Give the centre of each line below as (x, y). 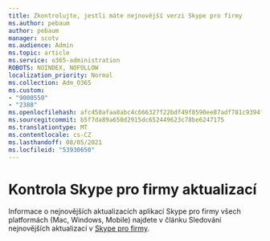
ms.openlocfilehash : (43, 113)
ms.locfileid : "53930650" (51, 150)
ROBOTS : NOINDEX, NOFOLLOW (53, 68)
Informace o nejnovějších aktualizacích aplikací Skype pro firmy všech (125, 211)
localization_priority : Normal (61, 75)
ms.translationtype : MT (48, 127)
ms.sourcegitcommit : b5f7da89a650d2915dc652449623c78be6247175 (117, 120)
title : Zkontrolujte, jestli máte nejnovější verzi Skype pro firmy (125, 16)
